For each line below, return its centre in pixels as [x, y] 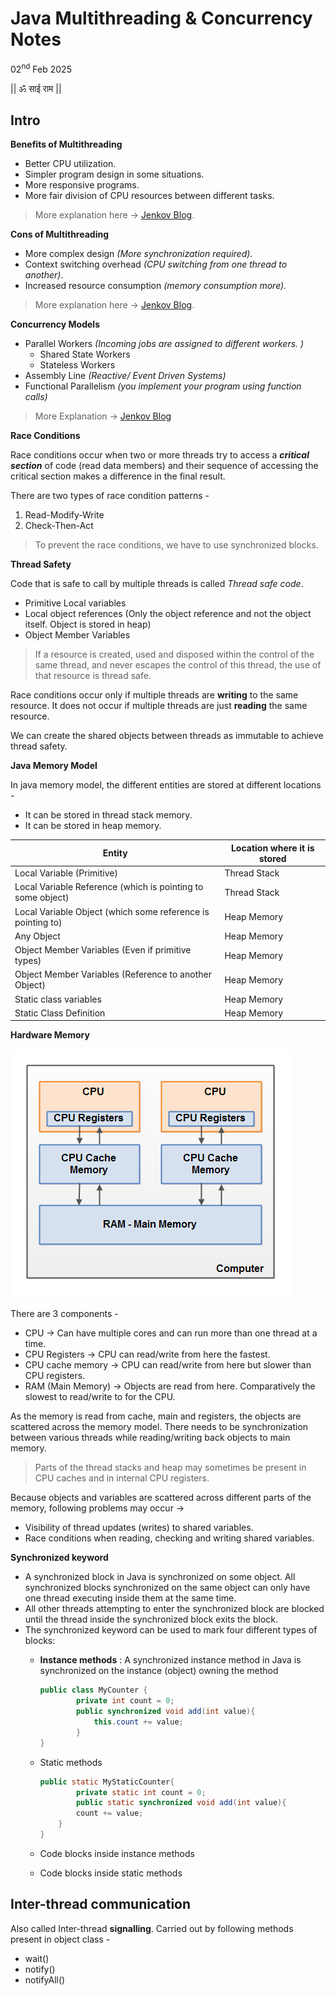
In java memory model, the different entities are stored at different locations [166, 785]
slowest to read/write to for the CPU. [100, 1397]
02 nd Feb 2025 [41, 68]
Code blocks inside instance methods [117, 1853]
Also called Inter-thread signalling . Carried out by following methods [152, 1928]
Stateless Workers [77, 365]
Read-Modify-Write [64, 515]
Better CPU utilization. [70, 164]
